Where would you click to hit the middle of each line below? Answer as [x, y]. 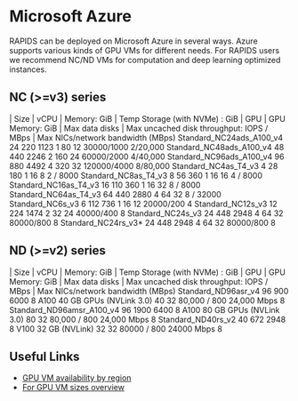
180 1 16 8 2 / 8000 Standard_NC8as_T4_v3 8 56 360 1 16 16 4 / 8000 [136, 175]
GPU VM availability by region [77, 378]
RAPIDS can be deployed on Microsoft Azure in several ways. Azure [133, 41]
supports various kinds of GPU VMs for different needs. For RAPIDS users [145, 50]
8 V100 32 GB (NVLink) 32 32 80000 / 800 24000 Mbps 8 [116, 329]
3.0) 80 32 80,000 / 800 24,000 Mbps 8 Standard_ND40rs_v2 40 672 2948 [148, 319]
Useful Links [44, 356]
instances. [28, 69]
